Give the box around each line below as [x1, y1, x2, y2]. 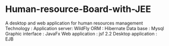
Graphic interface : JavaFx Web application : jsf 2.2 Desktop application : [5, 30, 157, 36]
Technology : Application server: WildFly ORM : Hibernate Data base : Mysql [5, 25, 164, 31]
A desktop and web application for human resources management [5, 20, 143, 26]
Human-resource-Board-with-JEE [5, 3, 151, 15]
